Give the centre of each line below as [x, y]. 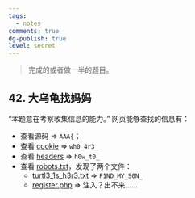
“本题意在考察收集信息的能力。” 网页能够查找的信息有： [99, 119]
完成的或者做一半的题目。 [71, 70]
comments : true [34, 31]
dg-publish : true [37, 38]
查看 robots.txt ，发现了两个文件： [76, 166]
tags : [17, 16]
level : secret [32, 46]
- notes [29, 23]
